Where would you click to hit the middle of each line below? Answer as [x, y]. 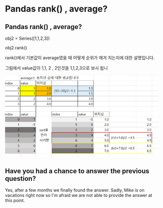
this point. [15, 201]
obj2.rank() [16, 48]
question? [21, 178]
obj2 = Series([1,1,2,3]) [27, 38]
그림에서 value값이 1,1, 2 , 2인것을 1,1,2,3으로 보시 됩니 [57, 68]
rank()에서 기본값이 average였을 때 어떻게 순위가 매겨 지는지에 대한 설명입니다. [80, 58]
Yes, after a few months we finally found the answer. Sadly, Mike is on [75, 190]
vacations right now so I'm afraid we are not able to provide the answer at [79, 195]
